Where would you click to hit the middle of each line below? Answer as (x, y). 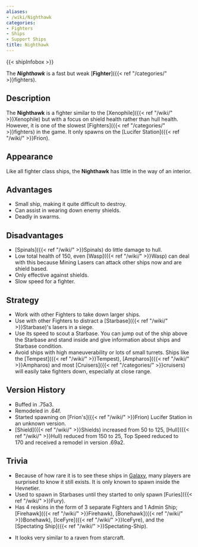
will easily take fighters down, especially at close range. (83, 371)
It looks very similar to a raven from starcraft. (70, 537)
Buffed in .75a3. (34, 404)
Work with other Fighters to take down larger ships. (78, 314)
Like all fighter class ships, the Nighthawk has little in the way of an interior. (99, 171)
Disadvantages (35, 235)
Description (28, 99)
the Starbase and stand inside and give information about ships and (98, 339)
